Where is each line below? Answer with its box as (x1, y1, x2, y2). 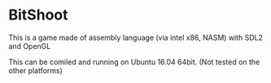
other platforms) (8, 65, 63, 75)
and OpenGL (8, 41, 51, 50)
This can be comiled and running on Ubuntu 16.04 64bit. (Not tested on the (8, 57, 260, 67)
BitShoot (8, 6, 68, 24)
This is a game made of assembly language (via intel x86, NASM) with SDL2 (8, 33, 263, 42)
